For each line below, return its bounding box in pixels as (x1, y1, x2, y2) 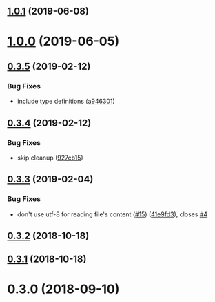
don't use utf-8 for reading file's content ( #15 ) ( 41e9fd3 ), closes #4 (17, 210, 208, 218)
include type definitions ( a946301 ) (17, 97, 115, 106)
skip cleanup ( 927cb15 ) (17, 153, 84, 162)
